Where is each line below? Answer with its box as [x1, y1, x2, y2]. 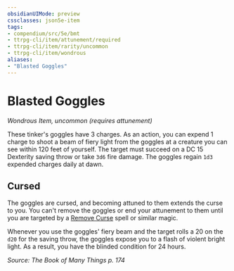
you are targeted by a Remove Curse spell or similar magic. [7, 214, 178, 222]
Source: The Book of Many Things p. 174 [7, 256, 125, 265]
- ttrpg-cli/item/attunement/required [7, 37, 121, 44]
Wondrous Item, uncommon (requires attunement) [7, 116, 152, 125]
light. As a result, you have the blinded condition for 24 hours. [7, 242, 186, 251]
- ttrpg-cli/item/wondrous [7, 50, 86, 57]
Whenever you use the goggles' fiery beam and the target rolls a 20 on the [7, 227, 223, 236]
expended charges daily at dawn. [7, 160, 104, 168]
